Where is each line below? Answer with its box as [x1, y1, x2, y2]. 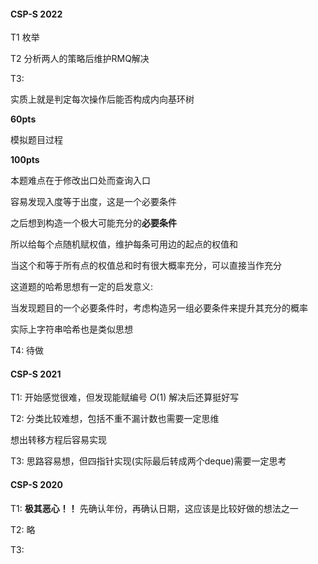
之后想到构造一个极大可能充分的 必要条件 [10, 217, 177, 229]
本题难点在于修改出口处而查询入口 [10, 175, 151, 187]
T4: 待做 [10, 345, 45, 357]
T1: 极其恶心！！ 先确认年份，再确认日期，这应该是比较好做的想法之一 [10, 502, 299, 514]
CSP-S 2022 [10, 8, 63, 20]
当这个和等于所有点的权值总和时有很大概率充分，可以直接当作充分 [10, 260, 282, 272]
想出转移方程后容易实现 [10, 434, 107, 446]
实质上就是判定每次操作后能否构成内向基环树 [10, 93, 195, 105]
